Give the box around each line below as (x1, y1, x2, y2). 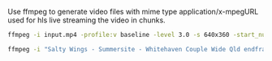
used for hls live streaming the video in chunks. (7, 15, 166, 25)
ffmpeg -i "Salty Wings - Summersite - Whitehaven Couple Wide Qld (7, 45, 241, 53)
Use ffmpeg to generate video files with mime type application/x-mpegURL (7, 7, 259, 16)
